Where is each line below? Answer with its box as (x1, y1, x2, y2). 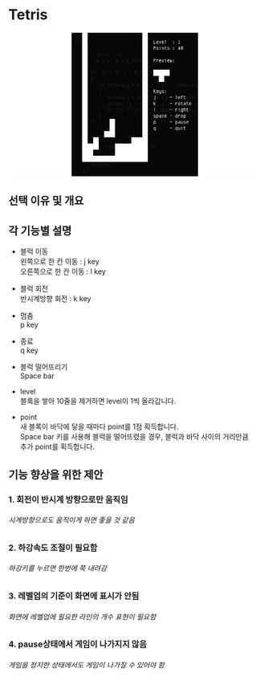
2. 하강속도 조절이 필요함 (8, 542, 98, 553)
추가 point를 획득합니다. (19, 442, 95, 451)
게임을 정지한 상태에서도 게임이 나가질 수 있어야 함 (8, 660, 164, 670)
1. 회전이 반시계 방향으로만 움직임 (8, 494, 128, 505)
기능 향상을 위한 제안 (8, 467, 104, 481)
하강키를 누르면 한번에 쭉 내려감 (8, 564, 108, 573)
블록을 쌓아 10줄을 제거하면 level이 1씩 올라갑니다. (19, 396, 177, 406)
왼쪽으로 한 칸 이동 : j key (19, 257, 100, 267)
